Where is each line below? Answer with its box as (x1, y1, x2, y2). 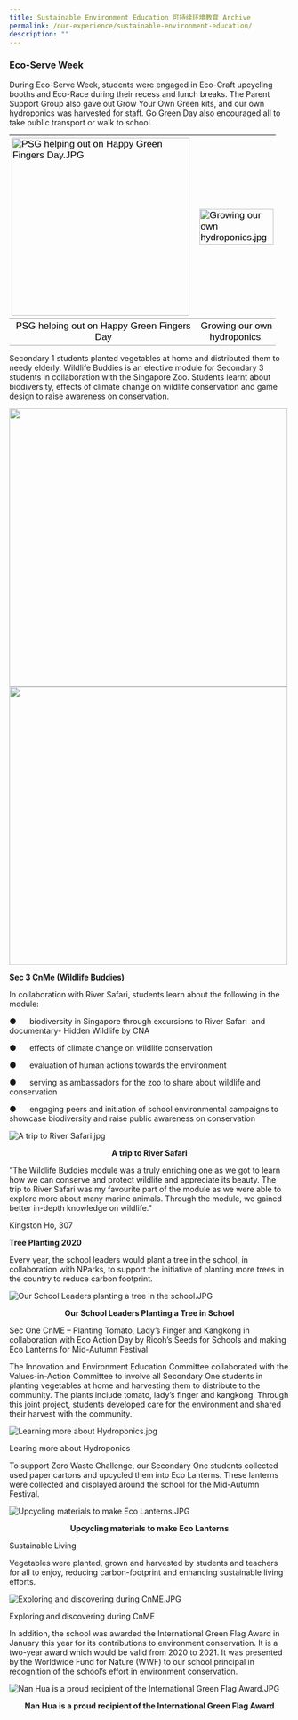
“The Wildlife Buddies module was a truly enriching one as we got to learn (9, 1165, 281, 1175)
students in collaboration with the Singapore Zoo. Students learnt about (9, 371, 271, 383)
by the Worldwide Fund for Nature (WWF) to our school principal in (9, 1656, 255, 1667)
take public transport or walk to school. (9, 117, 153, 127)
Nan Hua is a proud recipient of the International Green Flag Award (24, 1700, 275, 1711)
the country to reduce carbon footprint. (9, 1273, 153, 1284)
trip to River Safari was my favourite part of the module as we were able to (9, 1183, 282, 1194)
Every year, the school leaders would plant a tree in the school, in (9, 1254, 249, 1264)
